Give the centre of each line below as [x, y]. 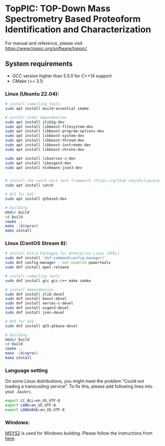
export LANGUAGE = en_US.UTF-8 [35, 410]
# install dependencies [29, 290]
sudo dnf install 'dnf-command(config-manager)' [56, 258]
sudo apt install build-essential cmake [47, 108]
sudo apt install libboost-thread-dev [45, 140]
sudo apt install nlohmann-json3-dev [44, 168]
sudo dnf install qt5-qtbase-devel [41, 326]
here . [10, 439]
